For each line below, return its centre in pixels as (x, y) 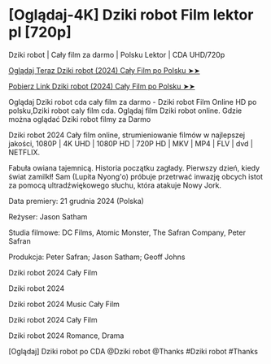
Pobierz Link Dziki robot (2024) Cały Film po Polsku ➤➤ (102, 86)
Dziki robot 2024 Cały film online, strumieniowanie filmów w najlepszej (127, 135)
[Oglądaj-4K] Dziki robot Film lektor (131, 15)
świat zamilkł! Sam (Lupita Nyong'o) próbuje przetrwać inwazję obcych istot (135, 176)
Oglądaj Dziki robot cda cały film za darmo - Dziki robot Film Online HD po (133, 102)
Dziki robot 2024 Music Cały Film (64, 304)
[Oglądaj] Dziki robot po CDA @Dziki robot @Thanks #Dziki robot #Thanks (133, 351)
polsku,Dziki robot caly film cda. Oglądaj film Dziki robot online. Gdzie (125, 110)
